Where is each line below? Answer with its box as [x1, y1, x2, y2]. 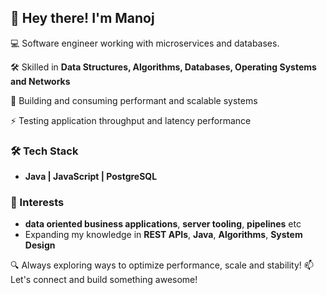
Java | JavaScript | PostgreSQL [24, 171, 158, 183]
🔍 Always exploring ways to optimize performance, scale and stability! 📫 [10, 259, 314, 271]
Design [24, 239, 56, 251]
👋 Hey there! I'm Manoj [10, 10, 155, 27]
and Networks [10, 75, 71, 87]
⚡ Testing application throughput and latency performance [10, 114, 252, 126]
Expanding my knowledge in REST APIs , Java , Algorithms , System [24, 229, 303, 241]
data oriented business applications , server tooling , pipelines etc [24, 218, 302, 230]
